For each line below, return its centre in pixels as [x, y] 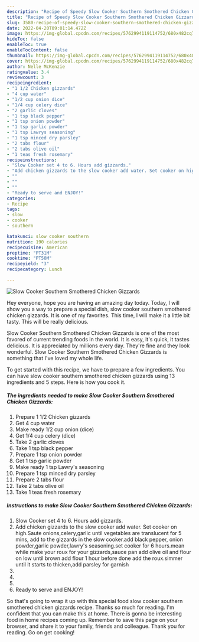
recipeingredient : [29, 83]
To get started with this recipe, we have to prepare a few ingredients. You [96, 369]
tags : [13, 209]
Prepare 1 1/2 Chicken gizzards [53, 416]
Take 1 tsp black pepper [44, 448]
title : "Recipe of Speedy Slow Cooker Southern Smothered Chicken [90, 17]
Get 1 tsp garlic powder [43, 461]
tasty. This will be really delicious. [48, 321]
